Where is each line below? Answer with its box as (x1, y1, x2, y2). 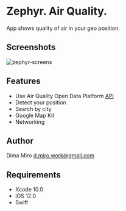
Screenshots (6, 42, 56, 52)
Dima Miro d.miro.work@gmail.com (6, 152, 95, 159)
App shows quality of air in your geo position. (6, 24, 121, 32)
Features (6, 76, 41, 87)
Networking (15, 118, 45, 126)
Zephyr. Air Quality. (6, 4, 108, 18)
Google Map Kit (15, 112, 55, 119)
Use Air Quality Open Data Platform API (15, 92, 114, 99)
